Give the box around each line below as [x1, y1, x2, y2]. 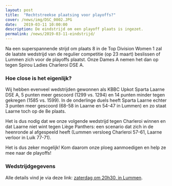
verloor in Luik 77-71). [5, 135, 51, 141]
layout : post [5, 7, 33, 13]
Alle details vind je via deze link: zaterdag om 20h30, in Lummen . [5, 174, 143, 180]
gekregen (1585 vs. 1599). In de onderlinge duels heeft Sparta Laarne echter [5, 97, 167, 103]
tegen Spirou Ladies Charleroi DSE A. [5, 62, 84, 68]
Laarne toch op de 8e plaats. [5, 108, 66, 115]
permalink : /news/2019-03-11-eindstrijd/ [5, 31, 95, 36]
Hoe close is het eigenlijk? [5, 75, 72, 82]
